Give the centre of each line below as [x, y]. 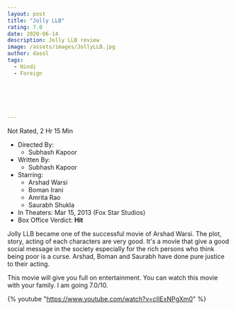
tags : [15, 60]
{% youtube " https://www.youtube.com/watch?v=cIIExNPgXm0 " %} [107, 299]
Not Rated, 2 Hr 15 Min [40, 131]
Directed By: [36, 144]
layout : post [27, 14]
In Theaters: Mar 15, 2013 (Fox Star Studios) [82, 212]
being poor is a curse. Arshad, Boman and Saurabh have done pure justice [116, 256]
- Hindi [25, 67]
